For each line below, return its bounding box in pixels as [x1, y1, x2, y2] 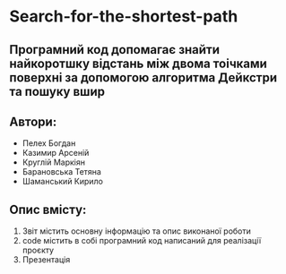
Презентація [22, 254, 71, 265]
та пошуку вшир [9, 83, 106, 99]
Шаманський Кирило [22, 176, 103, 187]
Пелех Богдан [22, 138, 76, 149]
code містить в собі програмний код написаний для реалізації [22, 235, 262, 246]
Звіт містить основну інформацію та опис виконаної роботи [22, 226, 251, 236]
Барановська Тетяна [22, 167, 101, 177]
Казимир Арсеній [22, 148, 90, 158]
